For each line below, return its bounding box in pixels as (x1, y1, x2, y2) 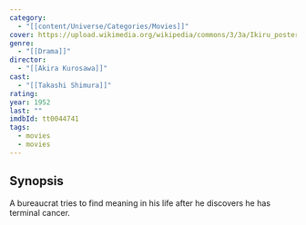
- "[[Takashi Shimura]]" (17, 81, 112, 90)
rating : (9, 89, 39, 98)
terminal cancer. (9, 207, 71, 218)
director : (9, 55, 47, 64)
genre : (9, 38, 35, 48)
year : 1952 (9, 97, 51, 107)
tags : (9, 123, 30, 132)
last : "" (9, 106, 43, 115)
